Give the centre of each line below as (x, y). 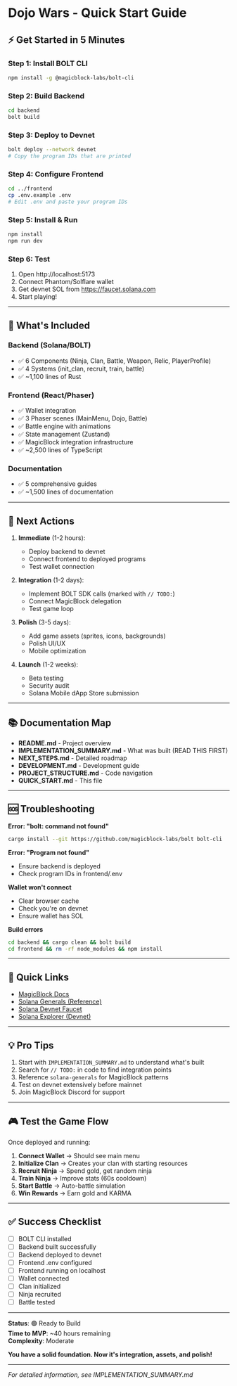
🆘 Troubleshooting (51, 809)
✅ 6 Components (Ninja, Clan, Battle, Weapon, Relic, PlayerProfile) (115, 361)
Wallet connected (44, 1278)
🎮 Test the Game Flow (58, 1122)
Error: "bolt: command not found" (59, 826)
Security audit (49, 686)
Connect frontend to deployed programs (87, 559)
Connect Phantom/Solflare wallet (66, 282)
